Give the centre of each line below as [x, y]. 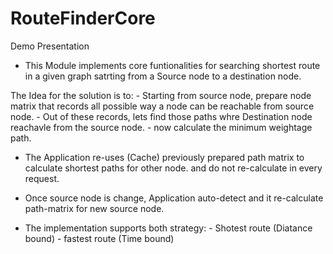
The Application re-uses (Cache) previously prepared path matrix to [164, 157]
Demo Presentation [50, 46]
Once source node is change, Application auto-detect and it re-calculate [174, 198]
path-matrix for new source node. [94, 208]
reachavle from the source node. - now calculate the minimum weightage [161, 127]
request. [42, 178]
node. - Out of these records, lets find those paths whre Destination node [161, 116]
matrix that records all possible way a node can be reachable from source [162, 106]
